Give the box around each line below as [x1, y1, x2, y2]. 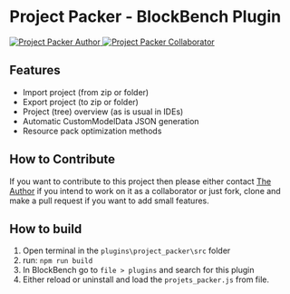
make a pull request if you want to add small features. [9, 195, 210, 206]
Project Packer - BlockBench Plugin [9, 6, 282, 27]
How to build [9, 220, 82, 237]
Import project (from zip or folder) [22, 86, 150, 97]
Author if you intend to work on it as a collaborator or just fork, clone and [9, 185, 281, 196]
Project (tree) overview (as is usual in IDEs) [22, 106, 184, 117]
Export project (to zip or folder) [22, 96, 139, 107]
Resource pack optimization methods [22, 125, 162, 136]
